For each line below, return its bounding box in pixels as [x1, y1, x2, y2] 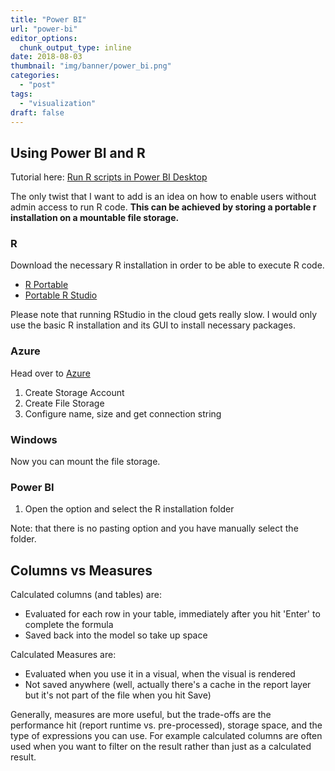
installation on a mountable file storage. [10, 212, 180, 224]
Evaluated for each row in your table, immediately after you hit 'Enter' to [24, 608, 321, 620]
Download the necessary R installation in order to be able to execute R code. [10, 259, 325, 271]
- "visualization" [19, 98, 97, 108]
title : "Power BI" [10, 14, 87, 25]
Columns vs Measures [10, 562, 153, 579]
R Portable [24, 279, 69, 291]
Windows [10, 432, 58, 446]
